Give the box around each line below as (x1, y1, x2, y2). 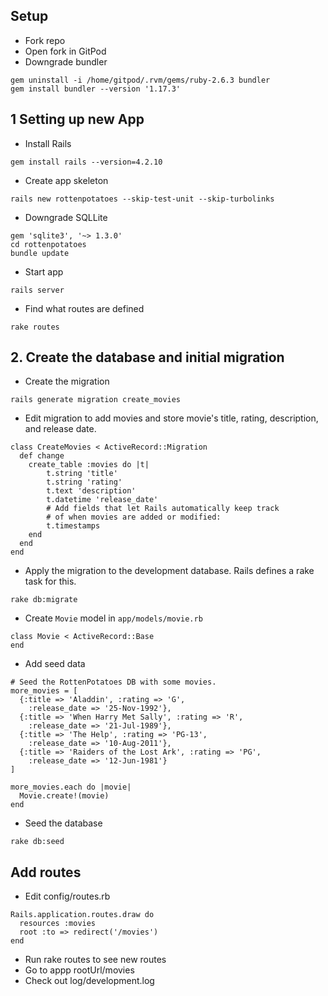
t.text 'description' (46, 486, 137, 496)
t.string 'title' (46, 469, 118, 479)
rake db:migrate (10, 595, 78, 605)
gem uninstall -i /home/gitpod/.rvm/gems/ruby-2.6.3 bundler (10, 75, 271, 85)
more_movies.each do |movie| (10, 782, 132, 793)
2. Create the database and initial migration (10, 349, 285, 366)
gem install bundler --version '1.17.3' (10, 84, 182, 94)
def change (19, 451, 65, 461)
